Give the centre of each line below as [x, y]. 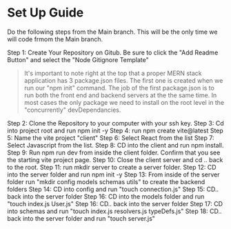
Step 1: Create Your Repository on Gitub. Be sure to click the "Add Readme [113, 52]
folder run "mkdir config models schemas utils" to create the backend [106, 181]
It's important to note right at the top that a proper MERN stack [113, 73]
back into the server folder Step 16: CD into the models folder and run [106, 196]
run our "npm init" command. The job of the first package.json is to [119, 88]
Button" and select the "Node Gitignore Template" [78, 59]
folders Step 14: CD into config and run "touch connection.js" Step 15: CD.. [113, 189]
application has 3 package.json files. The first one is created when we [123, 80]
